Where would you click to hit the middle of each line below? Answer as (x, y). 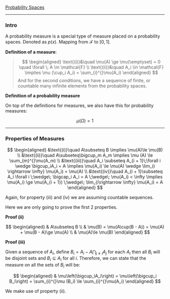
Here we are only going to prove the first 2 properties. (61, 207)
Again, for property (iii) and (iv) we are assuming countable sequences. (79, 197)
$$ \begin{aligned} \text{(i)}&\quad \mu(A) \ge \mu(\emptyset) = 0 (91, 62)
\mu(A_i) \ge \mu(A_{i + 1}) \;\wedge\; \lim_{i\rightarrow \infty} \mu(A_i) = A (85, 182)
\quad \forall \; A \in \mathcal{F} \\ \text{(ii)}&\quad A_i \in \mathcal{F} (91, 67)
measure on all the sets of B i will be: (43, 266)
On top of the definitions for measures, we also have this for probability (79, 105)
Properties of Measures (35, 139)
